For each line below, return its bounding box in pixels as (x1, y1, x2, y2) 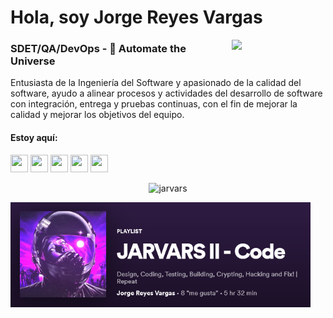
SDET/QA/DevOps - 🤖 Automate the (10, 42, 187, 56)
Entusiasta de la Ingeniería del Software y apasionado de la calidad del (10, 77, 302, 89)
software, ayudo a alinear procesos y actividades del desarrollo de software (10, 87, 323, 100)
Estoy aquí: (10, 132, 58, 144)
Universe (10, 54, 56, 68)
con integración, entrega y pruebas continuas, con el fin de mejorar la (10, 98, 298, 110)
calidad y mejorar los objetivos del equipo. (10, 109, 185, 121)
